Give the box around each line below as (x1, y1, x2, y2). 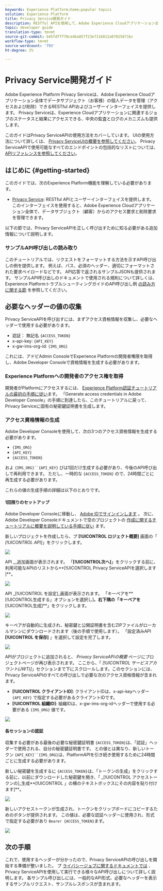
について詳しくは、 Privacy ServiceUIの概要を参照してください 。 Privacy (9, 138, 155, 144)
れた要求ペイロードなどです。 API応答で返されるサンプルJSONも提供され (5, 269, 152, 274)
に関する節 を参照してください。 (5, 287, 70, 292)
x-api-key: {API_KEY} (12, 338, 54, 344)
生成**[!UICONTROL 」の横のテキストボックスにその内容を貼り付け (21, 781, 158, 786)
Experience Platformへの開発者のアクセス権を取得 (5, 373, 124, 380)
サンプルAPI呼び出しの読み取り (5, 244, 78, 251)
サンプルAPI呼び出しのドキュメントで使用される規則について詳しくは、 (14, 274, 157, 280)
